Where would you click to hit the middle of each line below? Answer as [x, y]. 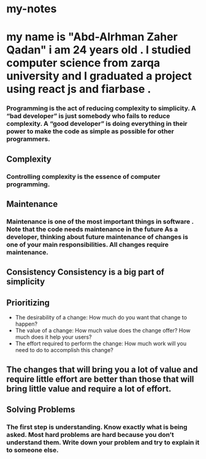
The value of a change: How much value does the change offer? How [103, 331]
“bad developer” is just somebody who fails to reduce [88, 116]
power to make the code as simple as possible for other [90, 131]
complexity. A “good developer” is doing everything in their [97, 124]
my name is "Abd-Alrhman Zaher [92, 37]
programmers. [28, 139]
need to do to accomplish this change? [64, 350]
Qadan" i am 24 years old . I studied [99, 50]
